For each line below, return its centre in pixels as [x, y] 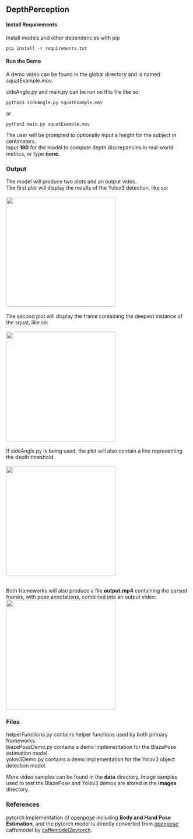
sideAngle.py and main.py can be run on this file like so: [73, 92]
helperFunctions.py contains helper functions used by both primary [87, 735]
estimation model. [28, 753]
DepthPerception [38, 10]
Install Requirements [31, 24]
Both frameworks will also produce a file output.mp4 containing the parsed [97, 591]
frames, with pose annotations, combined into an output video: [81, 597]
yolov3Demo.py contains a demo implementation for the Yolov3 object [91, 759]
